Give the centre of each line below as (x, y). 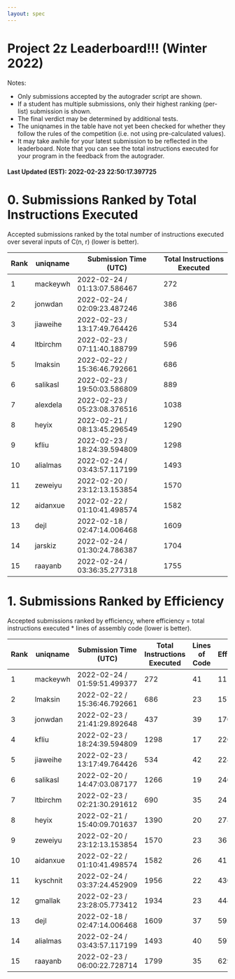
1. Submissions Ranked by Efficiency (116, 601)
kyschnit (49, 881)
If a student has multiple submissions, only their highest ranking (109, 104)
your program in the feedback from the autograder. (91, 155)
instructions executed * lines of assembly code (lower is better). (100, 628)
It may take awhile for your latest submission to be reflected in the (112, 141)
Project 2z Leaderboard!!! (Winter (107, 48)
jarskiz (45, 546)
